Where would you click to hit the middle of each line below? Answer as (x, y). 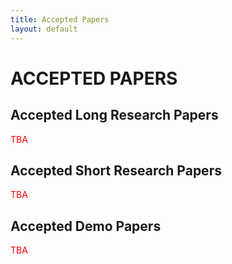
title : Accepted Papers (60, 19)
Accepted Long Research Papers (114, 115)
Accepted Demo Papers (86, 226)
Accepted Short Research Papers (116, 170)
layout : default (44, 29)
